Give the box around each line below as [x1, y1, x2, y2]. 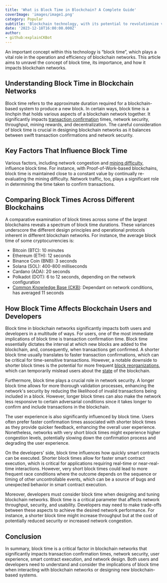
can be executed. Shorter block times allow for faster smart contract [5, 455, 145, 461]
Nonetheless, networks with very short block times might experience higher [5, 430, 161, 436]
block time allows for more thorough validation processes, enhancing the [5, 383, 155, 389]
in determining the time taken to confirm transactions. [5, 181, 115, 187]
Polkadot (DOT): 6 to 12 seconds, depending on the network [12, 274, 136, 280]
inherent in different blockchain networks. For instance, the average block [5, 233, 157, 239]
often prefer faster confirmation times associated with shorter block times [5, 419, 157, 425]
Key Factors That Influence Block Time [5, 147, 128, 155]
